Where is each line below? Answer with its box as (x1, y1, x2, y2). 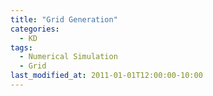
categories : (10, 24, 60, 34)
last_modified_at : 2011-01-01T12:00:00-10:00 (10, 71, 203, 81)
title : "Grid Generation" (10, 14, 118, 25)
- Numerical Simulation (19, 52, 118, 62)
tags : (10, 42, 33, 53)
